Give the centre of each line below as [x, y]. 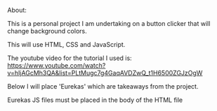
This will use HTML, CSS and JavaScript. [66, 44]
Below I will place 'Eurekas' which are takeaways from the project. [103, 86]
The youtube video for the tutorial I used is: [70, 58]
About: [17, 10]
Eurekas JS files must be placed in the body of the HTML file [95, 100]
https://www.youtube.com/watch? [57, 65]
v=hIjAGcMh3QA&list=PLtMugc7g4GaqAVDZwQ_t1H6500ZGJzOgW [105, 73]
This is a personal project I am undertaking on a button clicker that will [109, 23]
